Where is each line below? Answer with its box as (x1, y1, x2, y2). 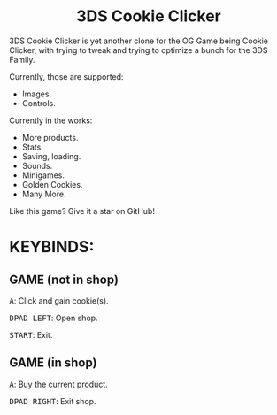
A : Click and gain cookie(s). (9, 295, 109, 306)
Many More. (21, 188, 66, 199)
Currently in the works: (9, 115, 93, 126)
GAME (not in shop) (9, 272, 119, 287)
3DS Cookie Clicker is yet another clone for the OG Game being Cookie (9, 35, 268, 46)
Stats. (21, 142, 44, 152)
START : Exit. (9, 329, 53, 340)
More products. (21, 132, 79, 142)
